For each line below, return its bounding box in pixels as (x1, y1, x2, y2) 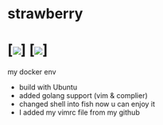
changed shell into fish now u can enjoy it (18, 100, 156, 109)
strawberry (7, 5, 83, 23)
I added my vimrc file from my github (18, 108, 140, 117)
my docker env (7, 67, 56, 77)
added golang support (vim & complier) (18, 91, 148, 100)
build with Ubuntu (18, 82, 77, 92)
